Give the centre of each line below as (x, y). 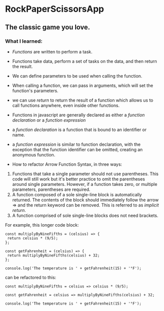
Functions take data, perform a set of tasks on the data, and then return (84, 61)
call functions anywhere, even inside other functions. (66, 105)
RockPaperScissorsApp (55, 9)
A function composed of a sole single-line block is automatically (77, 194)
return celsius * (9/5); (32, 238)
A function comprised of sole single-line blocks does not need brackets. (85, 215)
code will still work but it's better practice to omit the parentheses (79, 179)
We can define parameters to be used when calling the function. (77, 76)
